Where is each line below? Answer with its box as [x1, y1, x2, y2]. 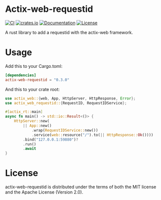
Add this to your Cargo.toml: [5, 63, 63, 69]
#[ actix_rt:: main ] [5, 109, 43, 114]
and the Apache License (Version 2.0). [5, 189, 83, 195]
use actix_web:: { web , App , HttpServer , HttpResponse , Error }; [5, 96, 136, 101]
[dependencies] [5, 73, 37, 78]
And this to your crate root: [5, 86, 60, 92]
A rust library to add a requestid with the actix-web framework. [5, 29, 133, 35]
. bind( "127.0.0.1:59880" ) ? [23, 137, 79, 142]
